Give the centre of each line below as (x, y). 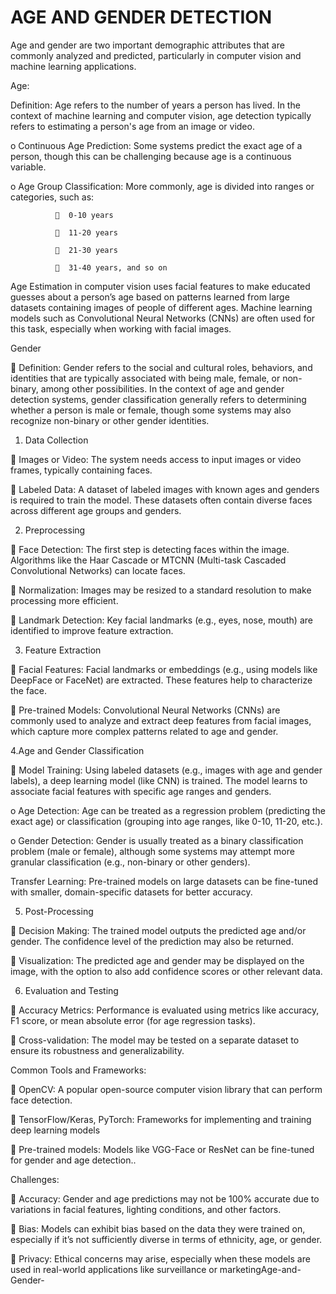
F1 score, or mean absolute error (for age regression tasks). (133, 1020)
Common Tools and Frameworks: (78, 1070)
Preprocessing (55, 530)
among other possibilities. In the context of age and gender (162, 388)
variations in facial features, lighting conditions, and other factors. (146, 1209)
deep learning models (55, 1130)
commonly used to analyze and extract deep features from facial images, (161, 720)
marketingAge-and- (260, 1269)
